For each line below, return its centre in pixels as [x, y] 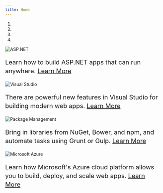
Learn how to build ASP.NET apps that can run [73, 62]
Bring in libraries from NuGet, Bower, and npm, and [80, 132]
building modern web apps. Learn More [63, 106]
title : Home [17, 10]
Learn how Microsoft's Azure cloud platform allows [80, 167]
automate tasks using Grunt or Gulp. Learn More [76, 141]
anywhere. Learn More [38, 71]
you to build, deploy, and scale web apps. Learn [75, 176]
